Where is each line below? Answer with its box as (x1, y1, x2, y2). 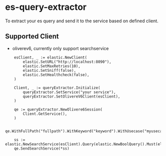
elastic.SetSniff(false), (23, 68, 77, 73)
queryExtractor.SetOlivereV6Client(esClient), (23, 94, 121, 99)
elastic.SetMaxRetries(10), (23, 63, 81, 68)
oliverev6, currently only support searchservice (12, 45, 109, 51)
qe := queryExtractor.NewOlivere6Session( (14, 107, 103, 112)
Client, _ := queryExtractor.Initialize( (14, 85, 100, 90)
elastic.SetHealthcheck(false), (23, 72, 90, 77)
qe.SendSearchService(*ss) (14, 146, 70, 151)
